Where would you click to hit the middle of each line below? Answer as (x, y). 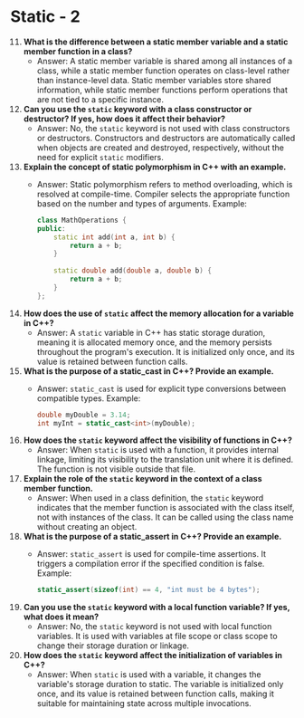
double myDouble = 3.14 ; (84, 415)
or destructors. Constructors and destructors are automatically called (166, 138)
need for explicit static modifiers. (100, 157)
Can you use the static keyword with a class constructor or (138, 109)
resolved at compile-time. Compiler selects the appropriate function (163, 194)
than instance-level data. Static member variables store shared (154, 80)
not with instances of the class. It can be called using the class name (165, 517)
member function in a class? (78, 51)
